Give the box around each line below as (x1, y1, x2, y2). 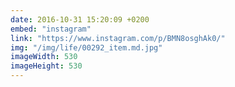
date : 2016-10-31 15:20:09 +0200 (10, 14, 150, 25)
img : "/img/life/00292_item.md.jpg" (10, 42, 163, 53)
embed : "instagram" (10, 24, 92, 34)
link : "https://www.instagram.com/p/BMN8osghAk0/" (10, 33, 226, 43)
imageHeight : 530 (10, 61, 83, 71)
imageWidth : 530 (10, 52, 78, 62)
